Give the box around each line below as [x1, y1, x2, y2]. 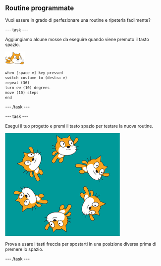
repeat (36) [5, 80, 30, 85]
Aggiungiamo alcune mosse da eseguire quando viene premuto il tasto [5, 36, 150, 42]
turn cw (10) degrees [5, 85, 50, 90]
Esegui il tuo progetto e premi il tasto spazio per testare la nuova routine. [5, 123, 154, 129]
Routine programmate [5, 4, 74, 12]
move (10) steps [5, 90, 39, 95]
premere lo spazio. [5, 246, 44, 252]
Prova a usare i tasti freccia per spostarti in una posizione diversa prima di [5, 241, 157, 247]
